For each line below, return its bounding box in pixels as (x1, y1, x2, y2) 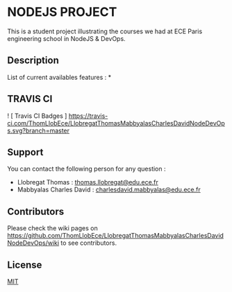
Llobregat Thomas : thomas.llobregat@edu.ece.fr (17, 178, 158, 187)
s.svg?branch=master (7, 126, 70, 135)
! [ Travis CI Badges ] (7, 112, 67, 120)
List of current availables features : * (7, 73, 112, 81)
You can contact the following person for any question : (7, 164, 166, 173)
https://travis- (68, 112, 108, 120)
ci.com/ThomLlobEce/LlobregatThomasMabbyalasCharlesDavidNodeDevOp (7, 119, 226, 127)
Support (7, 146, 44, 158)
